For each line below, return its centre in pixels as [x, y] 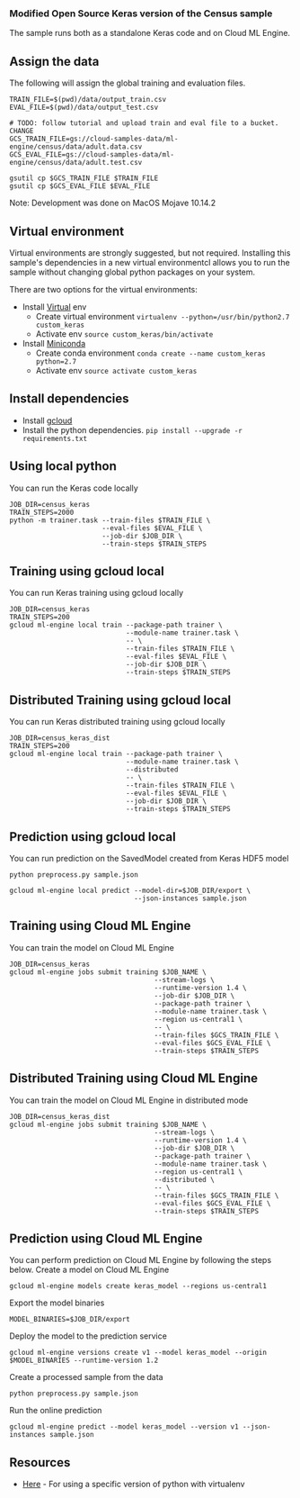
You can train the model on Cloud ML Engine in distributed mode [129, 1100]
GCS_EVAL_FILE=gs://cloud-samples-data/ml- [92, 155]
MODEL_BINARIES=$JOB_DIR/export [70, 1320]
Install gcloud [47, 420]
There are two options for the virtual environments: [103, 289]
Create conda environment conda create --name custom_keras [151, 353]
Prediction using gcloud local [93, 837]
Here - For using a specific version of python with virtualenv [133, 1484]
